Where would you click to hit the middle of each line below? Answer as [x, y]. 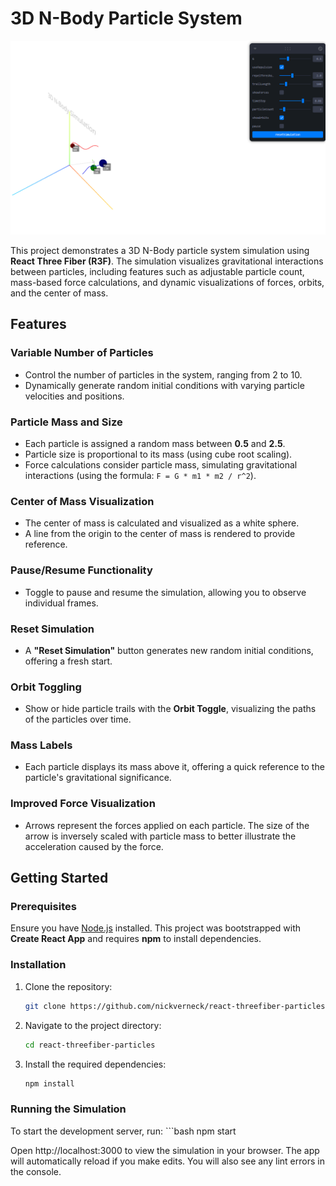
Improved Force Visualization [83, 804]
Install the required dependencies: [95, 1064]
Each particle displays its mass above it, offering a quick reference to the [174, 767]
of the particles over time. [78, 719]
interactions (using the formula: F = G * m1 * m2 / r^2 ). [140, 475]
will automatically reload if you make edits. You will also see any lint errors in [167, 1161]
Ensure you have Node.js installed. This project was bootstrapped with [155, 928]
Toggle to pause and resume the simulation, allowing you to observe [165, 592]
